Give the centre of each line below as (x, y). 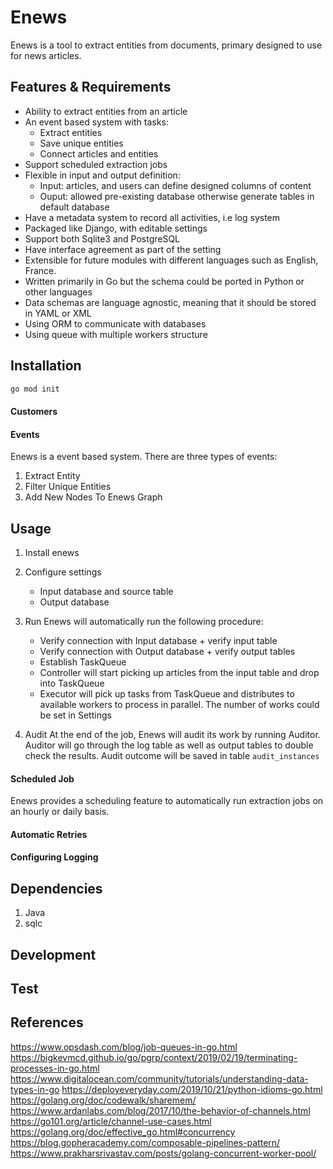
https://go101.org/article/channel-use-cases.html (111, 1121)
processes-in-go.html (55, 1068)
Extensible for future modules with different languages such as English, (171, 260)
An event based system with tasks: (96, 122)
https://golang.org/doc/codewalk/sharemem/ (103, 1100)
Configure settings (63, 572)
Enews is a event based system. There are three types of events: (144, 457)
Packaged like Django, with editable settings (116, 228)
